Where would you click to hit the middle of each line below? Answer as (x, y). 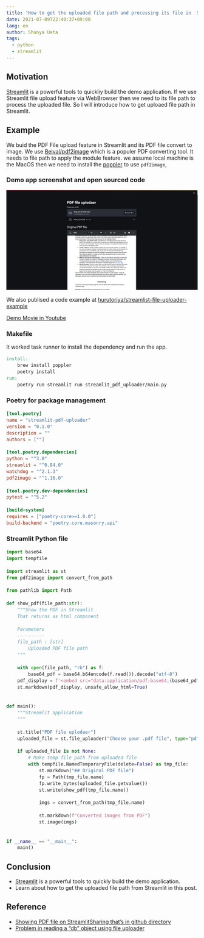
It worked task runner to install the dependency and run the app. (87, 347)
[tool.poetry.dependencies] (42, 452)
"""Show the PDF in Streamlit (56, 610)
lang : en (17, 26)
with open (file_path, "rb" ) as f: (61, 667)
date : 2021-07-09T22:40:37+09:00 (49, 19)
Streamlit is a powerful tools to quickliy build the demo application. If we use (102, 91)
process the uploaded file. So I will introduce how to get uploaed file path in (101, 104)
